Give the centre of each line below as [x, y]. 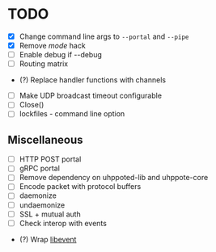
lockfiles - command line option [72, 114]
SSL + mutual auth [50, 214]
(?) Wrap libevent [48, 239]
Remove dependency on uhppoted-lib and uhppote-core [114, 178]
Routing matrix [44, 64]
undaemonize [42, 205]
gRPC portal [39, 168]
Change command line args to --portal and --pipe [104, 36]
